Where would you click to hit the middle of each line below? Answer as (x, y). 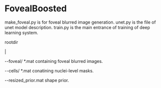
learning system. (22, 32)
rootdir (11, 42)
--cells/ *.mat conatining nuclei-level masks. (49, 71)
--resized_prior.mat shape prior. (37, 80)
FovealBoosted (36, 9)
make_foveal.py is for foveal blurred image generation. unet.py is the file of (80, 22)
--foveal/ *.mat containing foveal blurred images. (54, 61)
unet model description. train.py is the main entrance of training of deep (77, 27)
